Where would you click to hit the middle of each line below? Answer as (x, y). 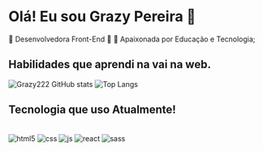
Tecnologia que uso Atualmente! (92, 110)
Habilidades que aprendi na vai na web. (110, 65)
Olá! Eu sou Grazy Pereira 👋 (102, 17)
